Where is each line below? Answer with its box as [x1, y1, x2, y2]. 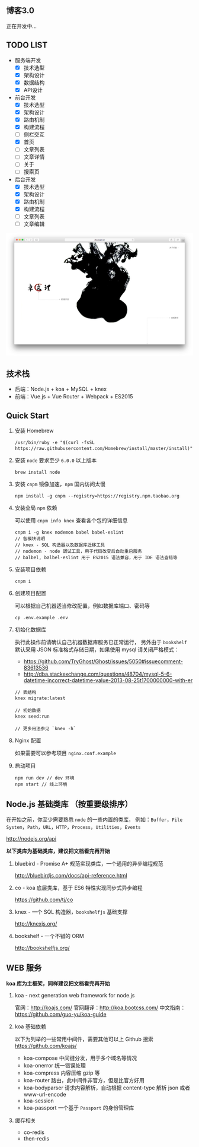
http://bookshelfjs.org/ [14, 945, 70, 952]
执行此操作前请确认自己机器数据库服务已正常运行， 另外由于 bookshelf [14, 639, 188, 646]
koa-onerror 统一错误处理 [23, 1062, 86, 1069]
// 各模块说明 [14, 536, 46, 542]
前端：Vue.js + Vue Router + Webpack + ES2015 [14, 393, 133, 400]
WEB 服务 [6, 963, 42, 973]
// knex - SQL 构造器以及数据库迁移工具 [14, 542, 105, 548]
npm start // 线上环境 [14, 781, 68, 788]
